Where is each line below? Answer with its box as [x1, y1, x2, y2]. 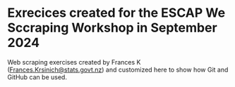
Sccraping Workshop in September [7, 20, 217, 36]
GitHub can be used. [7, 72, 67, 81]
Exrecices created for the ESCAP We [7, 5, 226, 21]
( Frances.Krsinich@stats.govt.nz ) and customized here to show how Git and [7, 65, 229, 74]
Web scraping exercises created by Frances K [7, 58, 141, 66]
